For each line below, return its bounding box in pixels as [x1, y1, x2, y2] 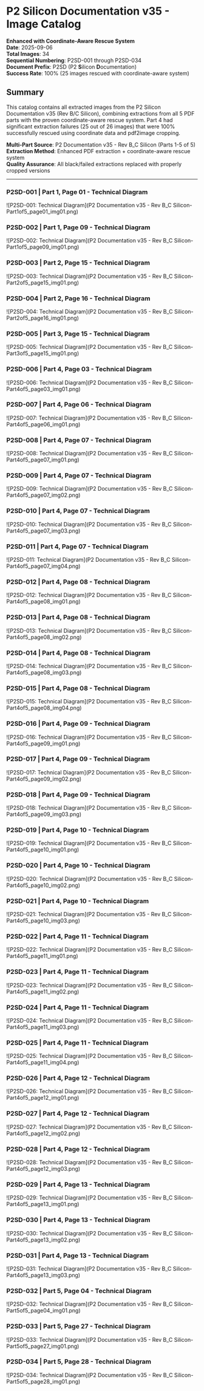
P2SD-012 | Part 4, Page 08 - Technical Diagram [6, 578, 151, 586]
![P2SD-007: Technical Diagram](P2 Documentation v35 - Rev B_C [6, 414, 172, 421]
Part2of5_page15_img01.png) [6, 278, 80, 286]
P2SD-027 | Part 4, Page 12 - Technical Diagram [6, 1110, 150, 1118]
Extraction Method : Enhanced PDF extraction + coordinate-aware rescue [6, 147, 191, 154]
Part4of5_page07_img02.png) [6, 491, 81, 499]
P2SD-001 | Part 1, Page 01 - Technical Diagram [6, 187, 148, 196]
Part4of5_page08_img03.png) [6, 669, 82, 676]
